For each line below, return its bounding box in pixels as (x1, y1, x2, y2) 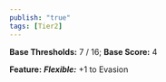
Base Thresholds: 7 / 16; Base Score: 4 (9, 46, 158, 57)
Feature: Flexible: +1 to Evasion (9, 64, 129, 75)
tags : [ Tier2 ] (9, 22, 63, 31)
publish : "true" (9, 13, 71, 23)
